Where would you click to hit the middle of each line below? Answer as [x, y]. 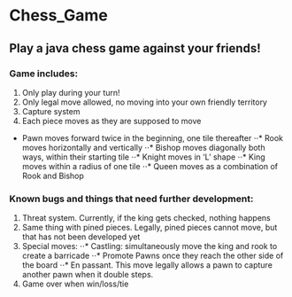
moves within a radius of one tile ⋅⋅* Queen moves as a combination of [150, 166]
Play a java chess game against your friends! [135, 48]
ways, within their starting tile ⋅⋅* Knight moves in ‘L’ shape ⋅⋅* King [143, 157]
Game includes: [43, 74]
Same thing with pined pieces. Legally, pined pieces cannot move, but [150, 228]
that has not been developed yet [81, 237]
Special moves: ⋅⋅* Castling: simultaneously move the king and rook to [150, 246]
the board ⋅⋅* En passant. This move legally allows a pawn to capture [147, 265]
